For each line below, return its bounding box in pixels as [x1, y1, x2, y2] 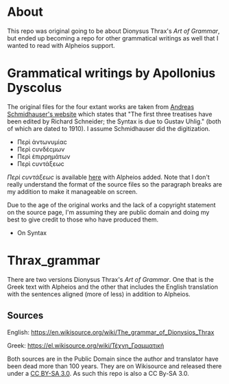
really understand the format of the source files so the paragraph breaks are [7, 180, 223, 189]
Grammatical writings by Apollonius [7, 66, 216, 81]
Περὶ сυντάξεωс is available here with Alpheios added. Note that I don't [7, 173, 210, 181]
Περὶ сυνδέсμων [16, 145, 65, 153]
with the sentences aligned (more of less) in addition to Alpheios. [7, 289, 191, 298]
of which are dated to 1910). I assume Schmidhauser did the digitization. [7, 124, 210, 132]
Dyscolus [7, 80, 62, 96]
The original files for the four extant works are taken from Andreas [7, 102, 194, 110]
